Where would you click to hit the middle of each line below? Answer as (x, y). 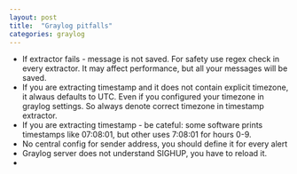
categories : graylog (47, 34)
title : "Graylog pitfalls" (61, 26)
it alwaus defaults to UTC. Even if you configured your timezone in (143, 97)
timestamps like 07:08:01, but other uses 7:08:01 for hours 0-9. (137, 135)
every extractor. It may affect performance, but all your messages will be (155, 68)
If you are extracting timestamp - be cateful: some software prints (142, 125)
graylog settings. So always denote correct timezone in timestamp (143, 107)
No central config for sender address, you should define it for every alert (155, 144)
